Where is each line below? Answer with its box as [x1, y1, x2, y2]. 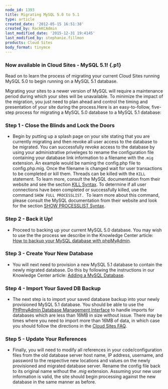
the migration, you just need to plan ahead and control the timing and [5, 99, 148, 105]
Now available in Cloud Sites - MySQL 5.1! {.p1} [5, 61, 121, 68]
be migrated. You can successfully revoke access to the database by [12, 144, 155, 150]
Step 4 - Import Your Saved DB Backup [5, 285, 101, 292]
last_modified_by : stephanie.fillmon [5, 36, 84, 41]
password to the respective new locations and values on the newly [12, 358, 150, 364]
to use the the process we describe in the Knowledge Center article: [12, 232, 154, 238]
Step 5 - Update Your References [5, 336, 87, 343]
